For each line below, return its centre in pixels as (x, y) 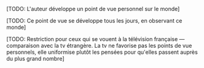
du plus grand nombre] (35, 59)
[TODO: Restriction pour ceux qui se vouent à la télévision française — (96, 39)
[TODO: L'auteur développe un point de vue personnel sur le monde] (93, 9)
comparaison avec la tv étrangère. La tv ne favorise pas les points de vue (99, 46)
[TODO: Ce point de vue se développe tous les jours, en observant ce (94, 21)
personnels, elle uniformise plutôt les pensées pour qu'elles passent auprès (102, 52)
